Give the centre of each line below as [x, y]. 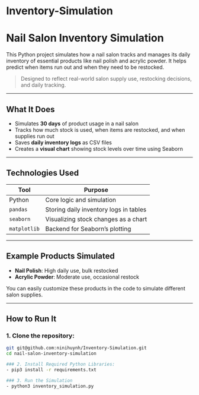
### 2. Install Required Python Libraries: [61, 364]
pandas [18, 209]
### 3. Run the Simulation [39, 380]
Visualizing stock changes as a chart [96, 219]
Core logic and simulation [81, 200]
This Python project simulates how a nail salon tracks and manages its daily [98, 55]
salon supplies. [25, 295]
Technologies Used [42, 173]
